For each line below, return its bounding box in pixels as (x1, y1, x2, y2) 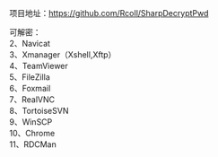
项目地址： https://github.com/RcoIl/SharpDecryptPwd (9, 8, 209, 18)
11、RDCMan (9, 139, 57, 150)
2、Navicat (9, 39, 51, 48)
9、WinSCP (9, 117, 53, 127)
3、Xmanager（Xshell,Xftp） (9, 49, 117, 60)
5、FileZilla (9, 72, 51, 83)
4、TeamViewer (9, 61, 69, 71)
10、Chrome (9, 128, 56, 138)
